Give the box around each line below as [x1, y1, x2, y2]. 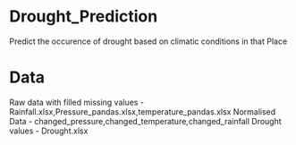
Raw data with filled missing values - [9, 97, 145, 107]
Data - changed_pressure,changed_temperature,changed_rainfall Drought [9, 115, 282, 126]
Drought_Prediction [9, 6, 158, 27]
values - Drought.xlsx [9, 125, 89, 136]
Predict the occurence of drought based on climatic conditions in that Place [9, 36, 288, 47]
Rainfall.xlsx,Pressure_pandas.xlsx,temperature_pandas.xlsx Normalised [9, 106, 276, 117]
